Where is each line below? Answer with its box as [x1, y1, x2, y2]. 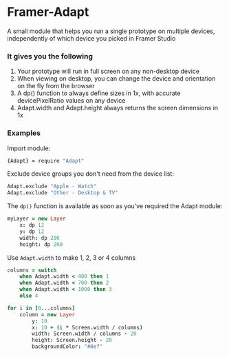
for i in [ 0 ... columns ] [7, 305, 76, 312]
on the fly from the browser [17, 82, 95, 90]
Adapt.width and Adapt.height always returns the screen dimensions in [17, 104, 219, 112]
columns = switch [7, 267, 57, 274]
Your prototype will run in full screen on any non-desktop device [17, 67, 200, 76]
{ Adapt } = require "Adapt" [7, 157, 85, 164]
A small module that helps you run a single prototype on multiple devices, [7, 27, 215, 35]
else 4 [19, 292, 39, 300]
